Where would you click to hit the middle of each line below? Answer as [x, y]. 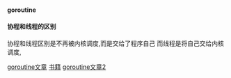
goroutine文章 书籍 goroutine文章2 [57, 67]
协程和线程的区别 [32, 26]
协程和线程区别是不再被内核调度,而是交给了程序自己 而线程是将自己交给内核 [115, 43]
